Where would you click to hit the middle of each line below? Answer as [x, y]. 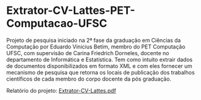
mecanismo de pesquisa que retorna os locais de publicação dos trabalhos [100, 72]
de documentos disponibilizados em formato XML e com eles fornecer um [100, 66]
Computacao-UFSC [57, 23]
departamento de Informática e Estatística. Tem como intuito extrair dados [100, 59]
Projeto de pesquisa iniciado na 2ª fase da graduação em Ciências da [93, 40]
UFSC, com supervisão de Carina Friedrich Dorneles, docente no [88, 53]
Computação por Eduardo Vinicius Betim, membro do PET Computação [96, 47]
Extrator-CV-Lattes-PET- [71, 11]
